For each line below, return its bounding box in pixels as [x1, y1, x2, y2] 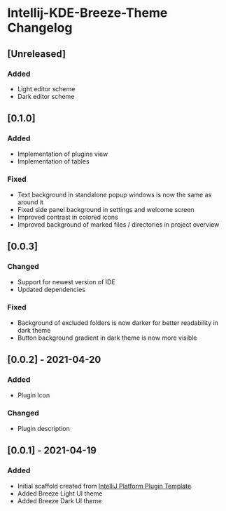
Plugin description [17, 424, 70, 432]
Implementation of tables [17, 157, 90, 166]
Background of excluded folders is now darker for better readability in [17, 318, 219, 327]
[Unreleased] [7, 48, 66, 60]
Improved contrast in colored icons [17, 213, 119, 221]
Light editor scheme [17, 84, 76, 93]
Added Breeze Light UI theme [17, 489, 103, 498]
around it [17, 198, 44, 206]
